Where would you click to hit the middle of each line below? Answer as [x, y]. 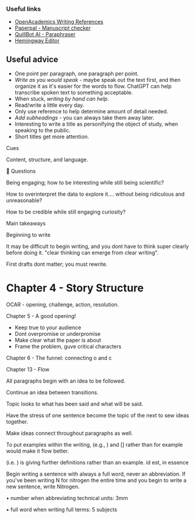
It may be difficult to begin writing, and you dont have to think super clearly [97, 246]
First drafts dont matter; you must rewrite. [57, 264]
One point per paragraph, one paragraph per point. [77, 74]
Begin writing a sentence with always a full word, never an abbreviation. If [96, 474]
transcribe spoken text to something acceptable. [74, 93]
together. [17, 422]
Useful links [24, 9]
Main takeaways [26, 224]
